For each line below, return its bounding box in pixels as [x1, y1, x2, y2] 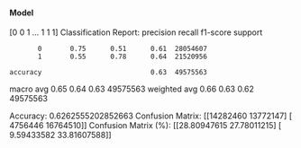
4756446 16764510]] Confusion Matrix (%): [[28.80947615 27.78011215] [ [9, 120, 282, 131]
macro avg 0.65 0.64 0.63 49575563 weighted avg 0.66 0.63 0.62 [9, 83, 255, 94]
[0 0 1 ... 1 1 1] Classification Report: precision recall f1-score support [9, 27, 263, 38]
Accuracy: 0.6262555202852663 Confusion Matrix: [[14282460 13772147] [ [9, 110, 293, 121]
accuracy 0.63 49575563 [9, 68, 207, 77]
